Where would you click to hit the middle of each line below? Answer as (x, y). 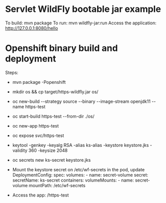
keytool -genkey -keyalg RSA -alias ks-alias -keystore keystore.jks (81, 145)
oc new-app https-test (35, 126)
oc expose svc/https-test (38, 135)
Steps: (12, 72)
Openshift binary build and (62, 48)
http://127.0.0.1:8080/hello (32, 28)
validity (20, 150)
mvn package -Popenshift (39, 82)
